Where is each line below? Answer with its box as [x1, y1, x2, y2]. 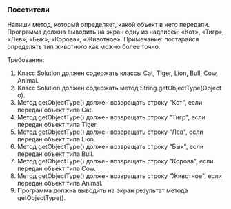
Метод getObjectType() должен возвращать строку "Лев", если [17, 128, 203, 136]
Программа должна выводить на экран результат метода [17, 186, 188, 195]
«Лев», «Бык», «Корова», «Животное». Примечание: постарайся [7, 35, 199, 43]
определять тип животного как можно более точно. [7, 43, 161, 51]
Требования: [7, 56, 45, 64]
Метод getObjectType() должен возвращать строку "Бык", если [17, 143, 204, 151]
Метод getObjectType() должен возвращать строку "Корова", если [17, 157, 214, 166]
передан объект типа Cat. [17, 106, 94, 115]
